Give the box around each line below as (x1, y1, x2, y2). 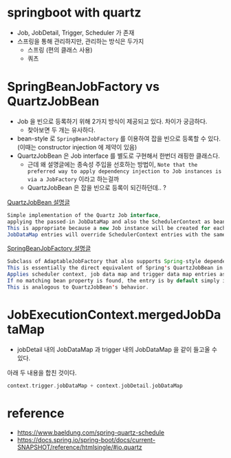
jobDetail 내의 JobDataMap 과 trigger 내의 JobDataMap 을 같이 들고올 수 (16, 345, 218, 353)
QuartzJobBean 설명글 (7, 198, 70, 206)
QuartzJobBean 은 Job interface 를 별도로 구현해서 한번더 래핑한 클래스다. (16, 152, 220, 160)
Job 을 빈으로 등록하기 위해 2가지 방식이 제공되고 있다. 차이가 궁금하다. (16, 117, 208, 125)
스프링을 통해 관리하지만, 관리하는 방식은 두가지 (16, 37, 144, 45)
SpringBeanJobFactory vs (7, 79, 160, 94)
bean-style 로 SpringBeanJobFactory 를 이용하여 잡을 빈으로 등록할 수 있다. (16, 134, 221, 143)
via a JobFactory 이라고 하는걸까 (27, 174, 120, 183)
